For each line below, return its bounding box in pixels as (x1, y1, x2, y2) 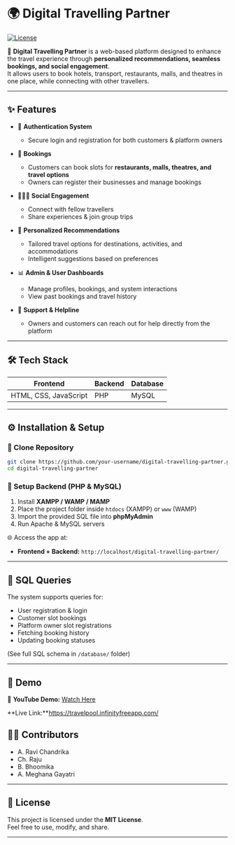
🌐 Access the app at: (7, 533, 69, 542)
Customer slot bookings (17, 614, 87, 622)
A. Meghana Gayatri (17, 769, 76, 778)
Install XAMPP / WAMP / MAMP (17, 498, 111, 506)
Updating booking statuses (17, 636, 96, 645)
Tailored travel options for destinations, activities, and (27, 239, 183, 248)
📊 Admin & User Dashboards (17, 268, 104, 277)
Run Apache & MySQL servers (17, 519, 105, 529)
